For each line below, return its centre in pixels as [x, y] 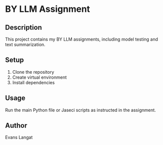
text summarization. [25, 45]
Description [23, 27]
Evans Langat [19, 138]
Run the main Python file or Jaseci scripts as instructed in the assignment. [81, 110]
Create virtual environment [40, 77]
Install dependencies [34, 82]
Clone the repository [33, 72]
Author [16, 125]
